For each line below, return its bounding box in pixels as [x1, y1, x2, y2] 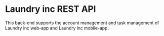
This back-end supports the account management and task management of [5, 20, 159, 26]
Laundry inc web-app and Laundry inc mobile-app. [5, 25, 109, 31]
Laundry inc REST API [5, 3, 96, 15]
